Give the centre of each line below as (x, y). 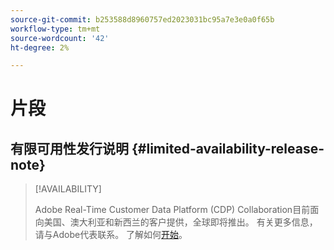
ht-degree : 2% (40, 47)
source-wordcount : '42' (60, 38)
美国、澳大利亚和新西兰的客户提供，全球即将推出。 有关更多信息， (180, 222)
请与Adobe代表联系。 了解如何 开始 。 (111, 235)
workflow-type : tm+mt (55, 29)
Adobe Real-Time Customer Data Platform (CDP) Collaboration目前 (172, 210)
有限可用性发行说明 (69, 148)
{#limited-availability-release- (228, 148)
